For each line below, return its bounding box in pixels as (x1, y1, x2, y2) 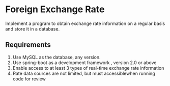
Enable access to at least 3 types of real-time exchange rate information (12, 65, 164, 71)
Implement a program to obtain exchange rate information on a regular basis (5, 20, 165, 26)
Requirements (5, 41, 51, 49)
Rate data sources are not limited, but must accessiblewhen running (12, 70, 155, 76)
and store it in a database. (5, 25, 60, 32)
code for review (12, 75, 46, 82)
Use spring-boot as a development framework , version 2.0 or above (12, 60, 157, 66)
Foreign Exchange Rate (5, 4, 105, 15)
